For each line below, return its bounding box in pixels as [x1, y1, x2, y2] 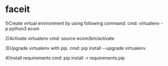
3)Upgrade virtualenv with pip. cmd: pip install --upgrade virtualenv [5, 45, 146, 51]
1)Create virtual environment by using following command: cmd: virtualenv [5, 20, 160, 26]
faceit [5, 4, 30, 15]
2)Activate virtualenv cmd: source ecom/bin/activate [5, 35, 115, 41]
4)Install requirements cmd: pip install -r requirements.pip [5, 54, 125, 61]
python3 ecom [9, 25, 39, 31]
